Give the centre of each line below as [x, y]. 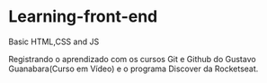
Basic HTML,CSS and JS [54, 41]
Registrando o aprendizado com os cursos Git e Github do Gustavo [133, 59]
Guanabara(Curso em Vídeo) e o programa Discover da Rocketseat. [133, 69]
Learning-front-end [83, 17]
